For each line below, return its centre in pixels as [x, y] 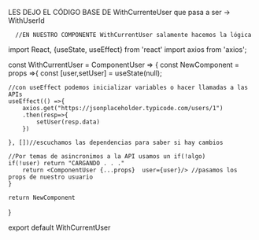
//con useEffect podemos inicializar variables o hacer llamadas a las [128, 87]
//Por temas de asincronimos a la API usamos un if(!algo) [107, 157]
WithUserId [26, 20]
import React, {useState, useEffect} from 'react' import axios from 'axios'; [128, 50]
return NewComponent [42, 198]
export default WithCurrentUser [59, 227]
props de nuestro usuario [50, 177]
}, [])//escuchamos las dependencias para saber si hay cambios [116, 142]
